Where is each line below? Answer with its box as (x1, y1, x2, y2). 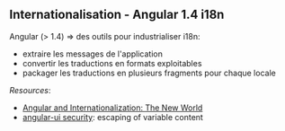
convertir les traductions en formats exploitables (22, 57, 202, 68)
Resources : (9, 84, 51, 95)
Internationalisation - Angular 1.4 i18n (9, 7, 225, 22)
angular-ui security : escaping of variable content (22, 111, 204, 122)
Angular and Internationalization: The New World (22, 102, 203, 113)
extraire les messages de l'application (22, 48, 164, 59)
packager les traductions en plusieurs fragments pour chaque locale (22, 67, 276, 78)
